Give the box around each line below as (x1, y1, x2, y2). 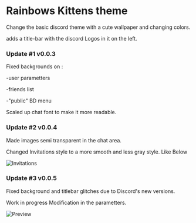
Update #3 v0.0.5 (6, 174, 58, 182)
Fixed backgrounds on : (6, 63, 63, 70)
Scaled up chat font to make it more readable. (6, 109, 117, 116)
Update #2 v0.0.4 (6, 124, 58, 132)
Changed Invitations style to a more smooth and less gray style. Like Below (6, 148, 188, 155)
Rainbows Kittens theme (6, 4, 128, 18)
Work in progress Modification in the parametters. (6, 199, 127, 206)
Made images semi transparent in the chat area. (6, 137, 122, 144)
